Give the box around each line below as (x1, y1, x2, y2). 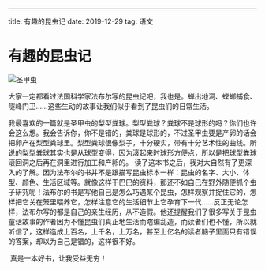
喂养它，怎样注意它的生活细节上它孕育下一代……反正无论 (56, 197, 242, 206)
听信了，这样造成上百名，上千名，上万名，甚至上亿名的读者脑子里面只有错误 (8, 227, 257, 236)
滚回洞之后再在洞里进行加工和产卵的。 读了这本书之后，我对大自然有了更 (8, 157, 245, 167)
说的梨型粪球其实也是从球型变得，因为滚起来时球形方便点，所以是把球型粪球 (8, 148, 257, 157)
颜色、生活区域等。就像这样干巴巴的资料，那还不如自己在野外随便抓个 (21, 177, 250, 186)
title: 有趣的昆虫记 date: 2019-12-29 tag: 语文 (8, 17, 154, 26)
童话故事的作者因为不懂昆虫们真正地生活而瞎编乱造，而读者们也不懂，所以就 (8, 216, 257, 226)
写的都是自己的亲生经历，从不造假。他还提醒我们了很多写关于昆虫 (42, 207, 257, 216)
